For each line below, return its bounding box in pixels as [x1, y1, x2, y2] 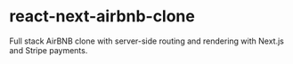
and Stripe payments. [9, 44, 88, 55]
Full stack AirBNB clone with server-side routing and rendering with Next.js [9, 36, 285, 46]
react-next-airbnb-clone [9, 6, 196, 27]
